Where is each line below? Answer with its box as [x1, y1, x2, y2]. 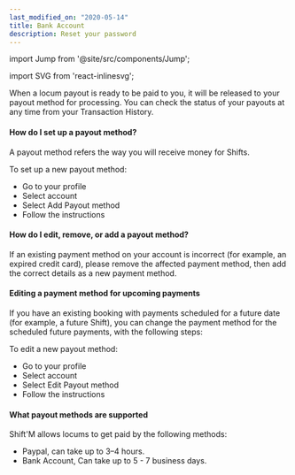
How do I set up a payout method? [9, 126, 137, 137]
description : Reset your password [9, 29, 137, 38]
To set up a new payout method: [9, 164, 127, 174]
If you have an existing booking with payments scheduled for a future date [9, 307, 281, 318]
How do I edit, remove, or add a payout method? [9, 229, 189, 240]
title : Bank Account [9, 21, 86, 30]
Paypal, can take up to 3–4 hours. [21, 446, 145, 456]
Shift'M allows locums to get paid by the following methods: [9, 429, 228, 440]
